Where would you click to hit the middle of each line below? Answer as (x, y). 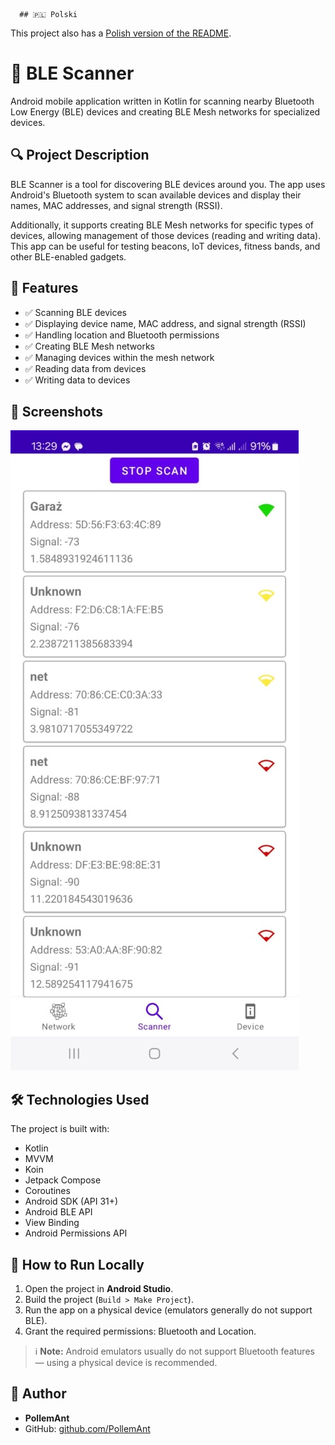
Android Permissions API (76, 1233)
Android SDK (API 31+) (71, 1201)
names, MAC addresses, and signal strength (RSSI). (116, 205)
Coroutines (47, 1191)
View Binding (52, 1223)
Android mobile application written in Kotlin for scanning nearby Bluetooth (162, 101)
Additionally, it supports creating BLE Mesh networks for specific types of (162, 225)
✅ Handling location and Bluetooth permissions (122, 335)
